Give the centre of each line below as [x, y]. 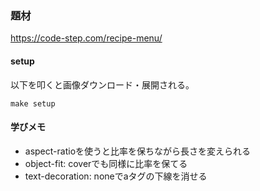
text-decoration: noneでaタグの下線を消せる [116, 176]
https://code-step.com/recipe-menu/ [86, 38]
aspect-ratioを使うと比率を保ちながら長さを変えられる [138, 151]
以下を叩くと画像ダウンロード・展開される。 [102, 84]
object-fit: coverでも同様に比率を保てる [106, 163]
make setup [33, 103]
